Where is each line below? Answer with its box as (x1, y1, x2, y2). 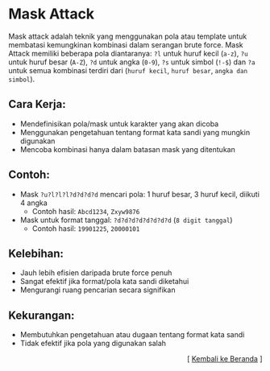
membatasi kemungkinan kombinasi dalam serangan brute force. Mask (8, 39, 243, 49)
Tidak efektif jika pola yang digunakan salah (19, 339, 167, 348)
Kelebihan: (8, 246, 64, 260)
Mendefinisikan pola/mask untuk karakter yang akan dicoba (19, 118, 219, 129)
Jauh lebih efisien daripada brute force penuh (19, 268, 172, 278)
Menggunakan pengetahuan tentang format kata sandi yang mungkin (19, 127, 251, 137)
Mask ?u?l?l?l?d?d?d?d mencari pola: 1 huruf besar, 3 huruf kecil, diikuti (19, 189, 260, 199)
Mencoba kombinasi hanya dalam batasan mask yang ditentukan (19, 144, 235, 154)
